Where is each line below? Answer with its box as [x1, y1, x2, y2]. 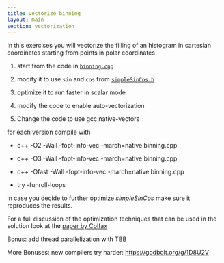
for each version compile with [7, 128, 91, 137]
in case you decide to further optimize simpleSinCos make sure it [7, 194, 191, 202]
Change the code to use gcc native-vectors [16, 115, 140, 123]
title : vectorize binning [7, 10, 81, 17]
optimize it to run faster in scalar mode [16, 88, 126, 96]
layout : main [7, 16, 44, 23]
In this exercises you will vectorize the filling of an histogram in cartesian [7, 42, 212, 50]
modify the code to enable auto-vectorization [16, 102, 145, 110]
